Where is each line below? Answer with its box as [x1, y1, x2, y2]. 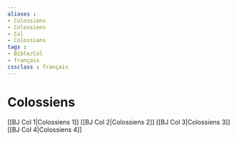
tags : [7, 43, 27, 51]
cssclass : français [7, 63, 69, 70]
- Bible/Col [7, 51, 43, 58]
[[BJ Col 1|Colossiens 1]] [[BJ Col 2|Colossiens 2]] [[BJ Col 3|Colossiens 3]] [7, 117, 231, 126]
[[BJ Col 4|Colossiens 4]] [7, 125, 82, 134]
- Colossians [7, 37, 46, 44]
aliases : [7, 10, 37, 18]
